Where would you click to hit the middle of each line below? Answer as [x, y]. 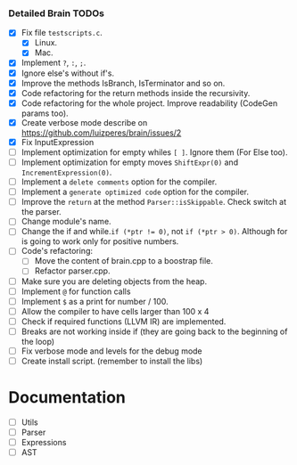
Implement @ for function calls [76, 291]
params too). [45, 113]
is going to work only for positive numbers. [100, 241]
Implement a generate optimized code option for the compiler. [135, 192]
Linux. [46, 43]
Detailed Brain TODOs [56, 13]
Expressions [44, 443]
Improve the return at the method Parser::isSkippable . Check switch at [154, 202]
